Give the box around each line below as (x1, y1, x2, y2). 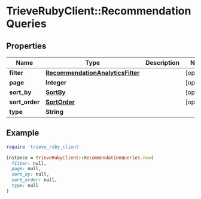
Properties (6, 41, 47, 51)
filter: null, (11, 160, 47, 166)
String (45, 108, 64, 116)
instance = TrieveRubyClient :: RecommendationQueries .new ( (6, 155, 154, 161)
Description (145, 59, 179, 67)
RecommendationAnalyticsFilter (45, 69, 140, 77)
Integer (45, 79, 67, 86)
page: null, (11, 166, 42, 172)
